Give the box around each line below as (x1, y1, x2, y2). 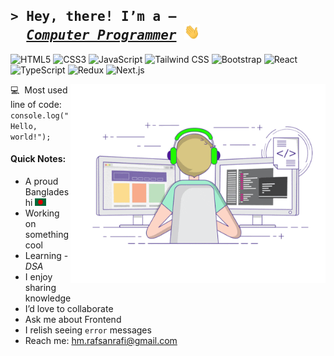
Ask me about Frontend (24, 314, 122, 326)
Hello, (10, 121, 38, 131)
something (24, 229, 70, 241)
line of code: (10, 98, 62, 110)
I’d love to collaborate (24, 303, 114, 315)
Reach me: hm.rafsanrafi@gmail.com (24, 335, 178, 347)
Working (24, 207, 60, 219)
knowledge (24, 292, 72, 304)
